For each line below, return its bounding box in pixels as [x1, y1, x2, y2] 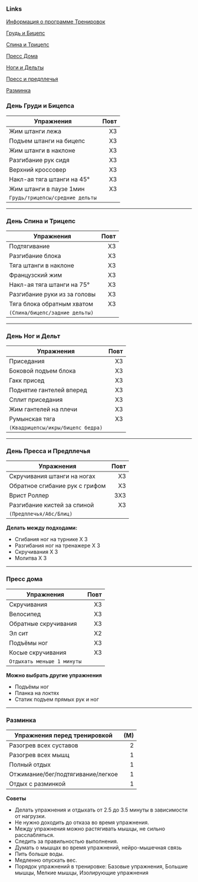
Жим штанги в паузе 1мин [9, 185, 85, 193]
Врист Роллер [9, 492, 49, 500]
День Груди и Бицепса [6, 102, 75, 110]
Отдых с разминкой [9, 780, 66, 788]
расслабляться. [14, 832, 55, 839]
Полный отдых [9, 761, 51, 769]
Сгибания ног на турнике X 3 [14, 536, 88, 543]
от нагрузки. [14, 813, 46, 820]
